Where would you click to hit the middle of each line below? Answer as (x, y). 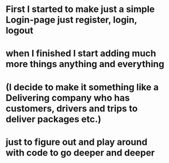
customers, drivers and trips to (72, 108)
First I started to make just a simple (80, 9)
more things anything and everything (85, 64)
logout (20, 31)
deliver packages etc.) (54, 119)
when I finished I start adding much (81, 53)
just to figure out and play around (77, 142)
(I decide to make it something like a (82, 87)
